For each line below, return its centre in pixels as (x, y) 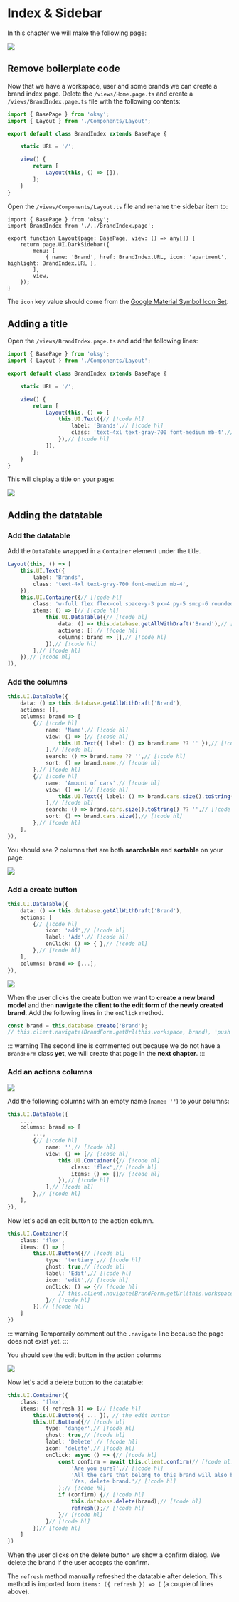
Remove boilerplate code (64, 69)
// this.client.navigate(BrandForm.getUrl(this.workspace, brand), (110, 1032)
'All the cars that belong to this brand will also (149, 1475)
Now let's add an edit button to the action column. (81, 1220)
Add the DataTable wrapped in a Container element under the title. (104, 551)
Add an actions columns (50, 1072)
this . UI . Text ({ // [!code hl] (101, 419)
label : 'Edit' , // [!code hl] (89, 1274)
